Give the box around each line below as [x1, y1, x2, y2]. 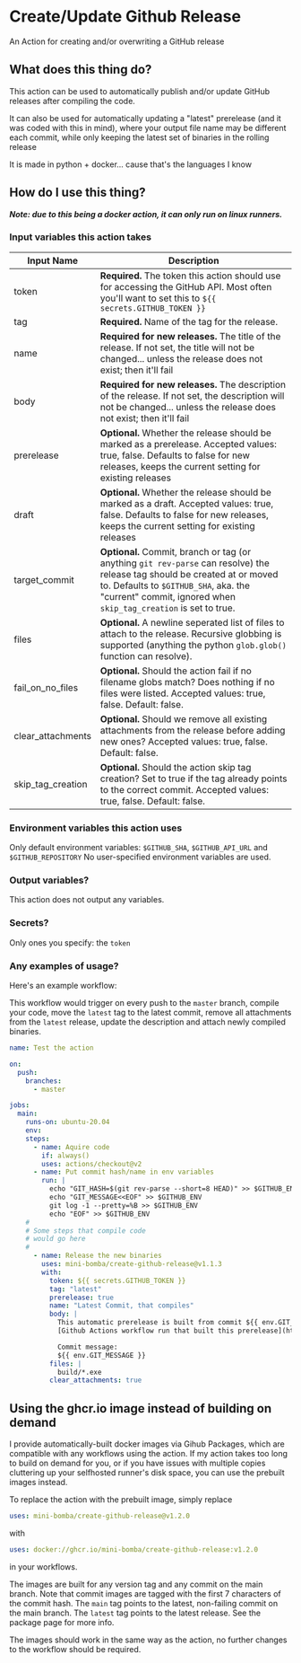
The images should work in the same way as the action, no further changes [9, 1634, 288, 1645]
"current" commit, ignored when [99, 590, 236, 603]
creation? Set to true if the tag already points [99, 772, 288, 785]
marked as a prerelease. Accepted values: [99, 437, 278, 450]
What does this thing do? [9, 62, 152, 77]
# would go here [25, 1235, 87, 1244]
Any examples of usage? [9, 959, 119, 972]
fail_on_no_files [13, 681, 79, 693]
